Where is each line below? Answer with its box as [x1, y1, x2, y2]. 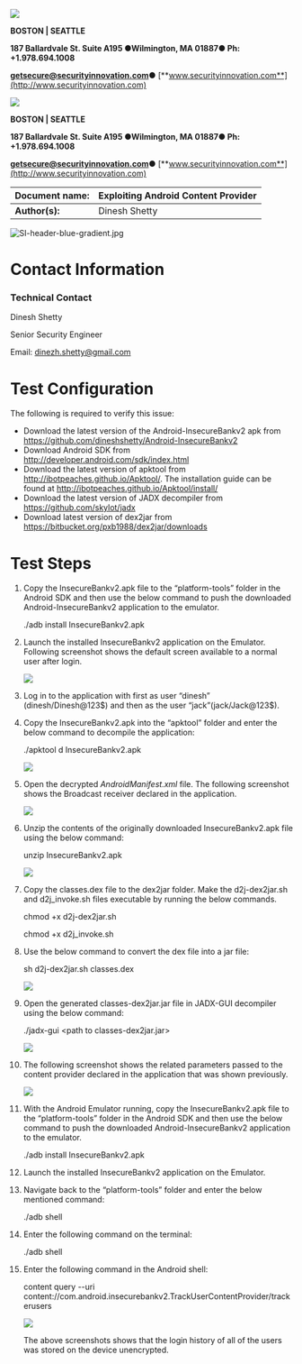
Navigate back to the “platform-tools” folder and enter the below [22, 1185, 262, 1195]
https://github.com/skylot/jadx [22, 502, 136, 513]
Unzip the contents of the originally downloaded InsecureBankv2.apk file [22, 823, 293, 834]
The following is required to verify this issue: [10, 408, 174, 419]
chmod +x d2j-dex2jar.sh [22, 911, 117, 922]
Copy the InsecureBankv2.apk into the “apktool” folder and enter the [22, 718, 278, 728]
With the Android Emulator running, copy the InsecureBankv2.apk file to [22, 1103, 290, 1114]
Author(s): [14, 205, 60, 216]
